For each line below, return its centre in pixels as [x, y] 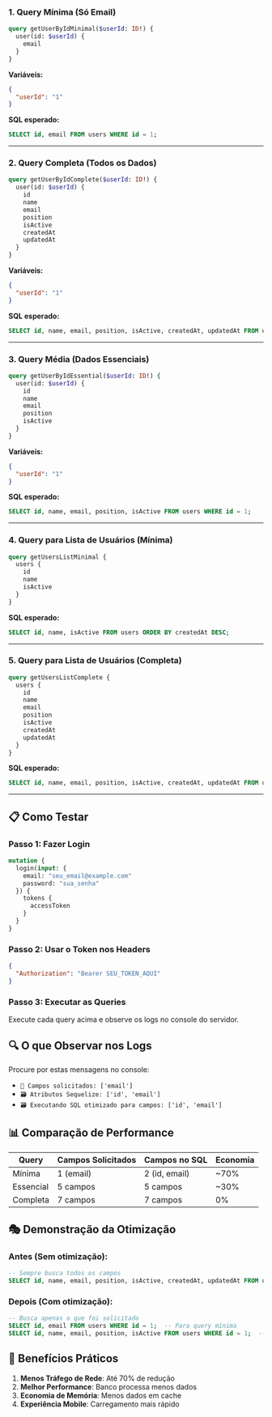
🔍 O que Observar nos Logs [80, 1046]
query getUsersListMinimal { [57, 557]
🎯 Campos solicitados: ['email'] [76, 1086]
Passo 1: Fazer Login [49, 844]
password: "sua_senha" [61, 883]
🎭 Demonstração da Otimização [92, 1230]
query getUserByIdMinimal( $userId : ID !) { [81, 29]
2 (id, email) [167, 1173]
